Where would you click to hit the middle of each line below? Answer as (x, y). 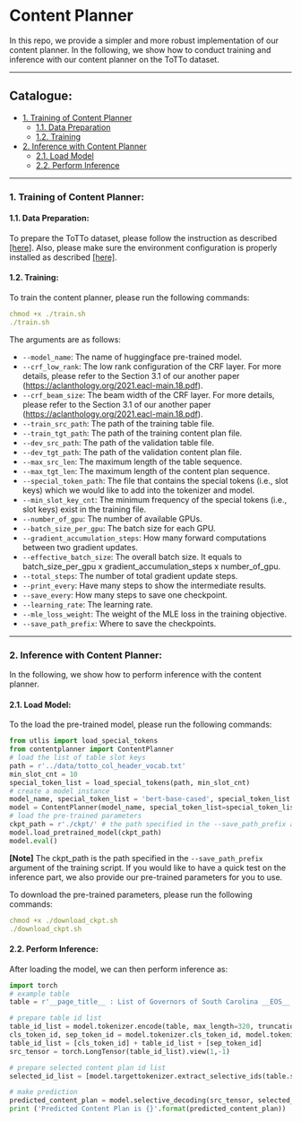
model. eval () (34, 841)
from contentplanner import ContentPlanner (92, 749)
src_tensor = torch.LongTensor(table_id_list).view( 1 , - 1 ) (120, 1051)
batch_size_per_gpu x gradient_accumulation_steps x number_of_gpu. (151, 566)
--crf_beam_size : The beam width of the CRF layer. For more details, (148, 394)
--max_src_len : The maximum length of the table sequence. (132, 462)
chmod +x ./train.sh (48, 315)
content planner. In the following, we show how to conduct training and (140, 49)
